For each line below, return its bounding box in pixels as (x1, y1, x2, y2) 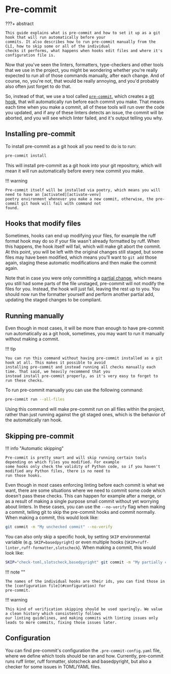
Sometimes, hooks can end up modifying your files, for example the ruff (5, 233, 156, 239)
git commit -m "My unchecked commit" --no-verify (5, 524, 113, 529)
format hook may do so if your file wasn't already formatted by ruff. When (5, 238, 160, 244)
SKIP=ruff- (126, 540, 149, 545)
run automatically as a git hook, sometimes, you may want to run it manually (5, 331, 164, 337)
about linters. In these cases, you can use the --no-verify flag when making (5, 504, 165, 510)
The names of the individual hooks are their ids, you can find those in (5, 579, 165, 584)
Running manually (5, 311, 64, 320)
